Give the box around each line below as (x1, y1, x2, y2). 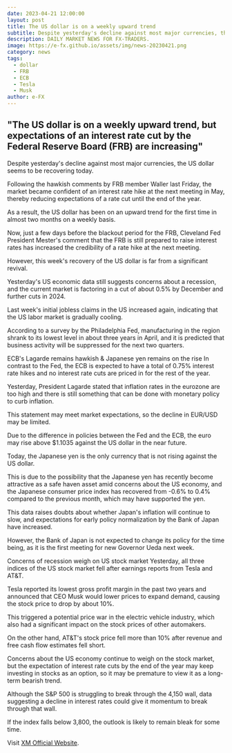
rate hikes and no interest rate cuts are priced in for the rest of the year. (7, 369, 211, 377)
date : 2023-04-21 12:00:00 (7, 10, 85, 17)
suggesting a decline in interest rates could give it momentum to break (7, 697, 208, 705)
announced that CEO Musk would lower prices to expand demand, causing (7, 592, 220, 600)
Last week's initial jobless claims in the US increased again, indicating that (7, 305, 218, 314)
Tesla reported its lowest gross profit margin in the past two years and (7, 584, 207, 593)
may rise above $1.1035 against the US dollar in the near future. (7, 438, 187, 446)
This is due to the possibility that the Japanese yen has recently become (7, 473, 213, 481)
